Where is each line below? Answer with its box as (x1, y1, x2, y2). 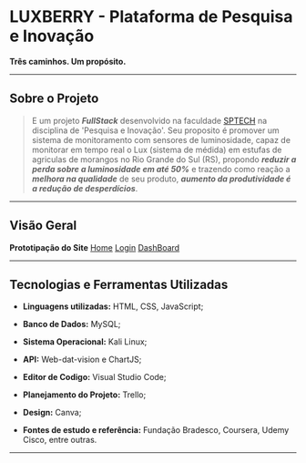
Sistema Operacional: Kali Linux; (22, 336, 148, 347)
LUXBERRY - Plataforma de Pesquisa (9, 6, 293, 27)
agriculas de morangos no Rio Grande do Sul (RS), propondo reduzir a (31, 153, 297, 165)
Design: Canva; (22, 407, 82, 418)
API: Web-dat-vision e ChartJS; (22, 354, 142, 365)
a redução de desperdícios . (31, 182, 138, 193)
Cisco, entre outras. (22, 435, 97, 446)
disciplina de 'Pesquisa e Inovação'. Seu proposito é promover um (31, 125, 280, 136)
